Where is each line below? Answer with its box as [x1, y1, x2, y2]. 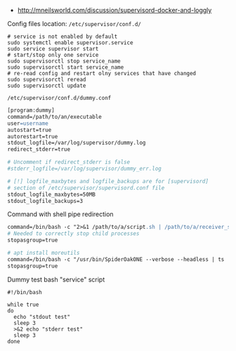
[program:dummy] [7, 107, 55, 114]
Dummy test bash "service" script [7, 275, 105, 284]
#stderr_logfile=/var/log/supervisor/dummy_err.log [7, 165, 162, 172]
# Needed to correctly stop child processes [7, 230, 140, 237]
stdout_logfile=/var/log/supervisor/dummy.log [7, 140, 146, 147]
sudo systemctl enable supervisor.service [7, 39, 133, 46]
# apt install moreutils [7, 249, 80, 256]
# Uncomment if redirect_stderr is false [7, 159, 131, 166]
